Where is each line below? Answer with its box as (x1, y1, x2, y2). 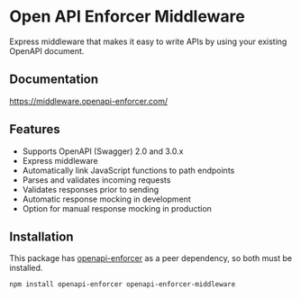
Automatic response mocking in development (22, 194, 191, 204)
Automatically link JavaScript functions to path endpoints (22, 165, 235, 176)
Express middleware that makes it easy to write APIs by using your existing (9, 36, 287, 47)
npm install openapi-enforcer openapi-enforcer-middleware (9, 280, 236, 289)
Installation (9, 229, 74, 244)
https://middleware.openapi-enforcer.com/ (9, 95, 169, 106)
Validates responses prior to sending (22, 184, 160, 194)
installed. (9, 263, 43, 274)
